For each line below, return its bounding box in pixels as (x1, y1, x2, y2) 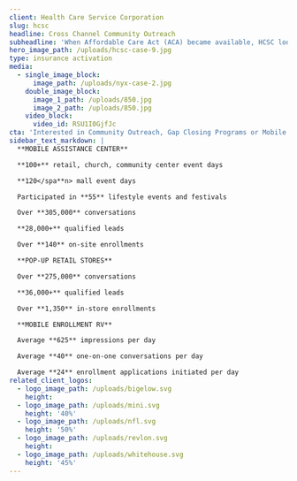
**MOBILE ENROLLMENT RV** (17, 320, 113, 329)
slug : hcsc (9, 21, 49, 30)
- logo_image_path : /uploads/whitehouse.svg (17, 450, 184, 459)
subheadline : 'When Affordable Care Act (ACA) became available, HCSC (9, 37, 275, 47)
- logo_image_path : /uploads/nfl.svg (17, 417, 156, 426)
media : (9, 63, 34, 72)
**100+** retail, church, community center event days (17, 160, 224, 169)
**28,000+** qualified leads (17, 225, 125, 233)
